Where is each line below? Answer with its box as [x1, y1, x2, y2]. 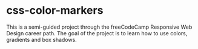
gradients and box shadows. [6, 36, 77, 43]
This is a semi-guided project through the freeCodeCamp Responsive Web [6, 23, 193, 30]
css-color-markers [6, 4, 104, 17]
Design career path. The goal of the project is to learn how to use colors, [6, 29, 188, 36]
